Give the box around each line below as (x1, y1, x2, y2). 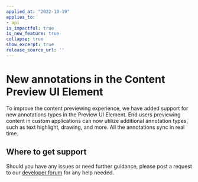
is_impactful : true (6, 25, 54, 31)
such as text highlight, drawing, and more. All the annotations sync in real (6, 123, 185, 131)
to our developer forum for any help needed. (6, 169, 114, 176)
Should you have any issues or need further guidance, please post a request (6, 162, 192, 170)
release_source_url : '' (6, 47, 65, 53)
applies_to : (6, 14, 35, 20)
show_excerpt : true (6, 42, 54, 48)
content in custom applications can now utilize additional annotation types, (6, 117, 188, 124)
